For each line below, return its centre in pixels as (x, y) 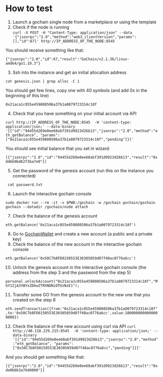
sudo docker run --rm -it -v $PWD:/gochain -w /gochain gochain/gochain (81, 202)
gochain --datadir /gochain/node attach (47, 207)
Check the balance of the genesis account (55, 216)
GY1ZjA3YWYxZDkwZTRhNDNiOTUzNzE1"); (42, 286)
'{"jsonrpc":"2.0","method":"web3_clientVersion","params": (74, 37)
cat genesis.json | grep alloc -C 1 (42, 81)
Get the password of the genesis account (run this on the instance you (83, 170)
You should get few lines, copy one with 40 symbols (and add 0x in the (76, 90)
